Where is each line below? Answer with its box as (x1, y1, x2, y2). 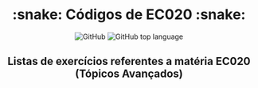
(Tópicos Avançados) (74, 67, 184, 81)
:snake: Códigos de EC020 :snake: (12, 6, 246, 24)
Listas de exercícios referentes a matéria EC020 (6, 55, 252, 68)
